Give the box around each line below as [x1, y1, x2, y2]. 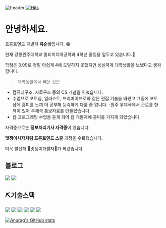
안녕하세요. [5, 24, 49, 35]
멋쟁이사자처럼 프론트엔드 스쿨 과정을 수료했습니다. [5, 135, 103, 141]
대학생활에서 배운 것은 [17, 78, 60, 84]
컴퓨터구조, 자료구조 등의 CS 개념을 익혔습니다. [12, 89, 103, 95]
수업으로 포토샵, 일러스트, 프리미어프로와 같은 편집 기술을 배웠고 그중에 [12, 95, 149, 101]
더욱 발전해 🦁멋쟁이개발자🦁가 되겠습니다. [5, 145, 84, 151]
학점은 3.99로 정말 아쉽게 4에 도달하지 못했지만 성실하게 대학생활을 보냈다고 [5, 62, 152, 68]
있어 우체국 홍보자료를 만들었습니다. [21, 108, 91, 114]
